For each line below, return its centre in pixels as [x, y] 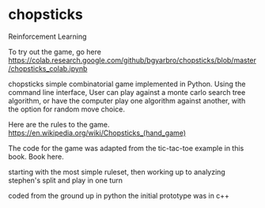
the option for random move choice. [66, 109]
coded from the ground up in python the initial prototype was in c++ [119, 195]
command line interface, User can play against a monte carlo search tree [127, 92]
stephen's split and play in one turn [66, 180]
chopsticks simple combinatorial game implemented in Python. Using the [127, 84]
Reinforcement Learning [47, 36]
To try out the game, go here [55, 51]
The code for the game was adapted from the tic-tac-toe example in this [126, 148]
